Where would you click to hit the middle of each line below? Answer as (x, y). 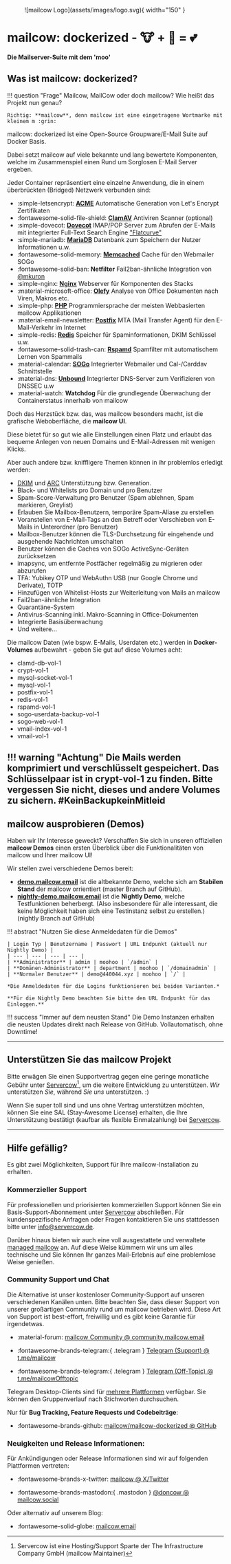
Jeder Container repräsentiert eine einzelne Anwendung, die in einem (106, 182)
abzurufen (32, 571)
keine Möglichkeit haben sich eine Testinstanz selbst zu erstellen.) (111, 911)
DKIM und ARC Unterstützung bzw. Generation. (84, 483)
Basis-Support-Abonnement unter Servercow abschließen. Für (96, 1212)
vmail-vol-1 (33, 736)
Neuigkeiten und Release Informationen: (76, 1443)
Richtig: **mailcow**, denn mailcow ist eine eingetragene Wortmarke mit (115, 115)
